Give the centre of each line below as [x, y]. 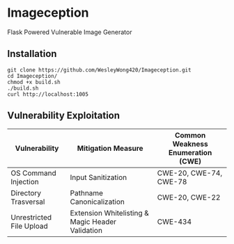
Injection [25, 181]
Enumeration [190, 152]
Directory [26, 193]
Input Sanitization [99, 177]
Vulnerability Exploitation [64, 116]
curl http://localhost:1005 [48, 94]
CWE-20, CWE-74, [190, 173]
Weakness [190, 144]
